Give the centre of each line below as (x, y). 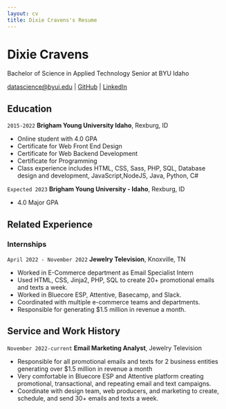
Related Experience (50, 224)
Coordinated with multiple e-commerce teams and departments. (109, 302)
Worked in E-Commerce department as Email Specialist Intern (105, 272)
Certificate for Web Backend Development (77, 154)
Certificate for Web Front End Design (70, 146)
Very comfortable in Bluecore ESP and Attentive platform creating (110, 376)
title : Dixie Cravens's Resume (52, 20)
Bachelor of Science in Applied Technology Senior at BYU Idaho (98, 73)
